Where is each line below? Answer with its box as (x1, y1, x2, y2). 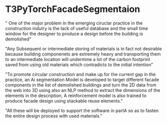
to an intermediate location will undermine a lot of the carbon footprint (5, 56, 150, 62)
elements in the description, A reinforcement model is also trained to (5, 92, 147, 98)
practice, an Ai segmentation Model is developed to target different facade (5, 76, 159, 82)
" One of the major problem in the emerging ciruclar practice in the (5, 20, 143, 26)
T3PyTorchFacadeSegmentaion (5, 3, 140, 15)
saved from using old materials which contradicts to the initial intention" (5, 61, 153, 67)
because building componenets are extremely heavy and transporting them (5, 51, 161, 57)
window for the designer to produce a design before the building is (5, 30, 143, 36)
